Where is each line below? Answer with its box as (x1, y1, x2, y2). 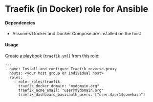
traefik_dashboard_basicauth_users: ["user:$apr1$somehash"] (18, 92, 146, 97)
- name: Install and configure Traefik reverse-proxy (5, 66, 117, 71)
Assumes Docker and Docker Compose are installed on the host (12, 31, 141, 37)
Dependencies (5, 20, 36, 25)
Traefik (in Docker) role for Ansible (5, 3, 148, 15)
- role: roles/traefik (14, 79, 60, 84)
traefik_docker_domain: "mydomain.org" (18, 83, 99, 88)
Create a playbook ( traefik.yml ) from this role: (5, 53, 100, 59)
